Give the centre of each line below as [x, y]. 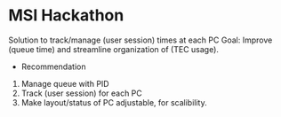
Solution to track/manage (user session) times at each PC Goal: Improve [140, 40]
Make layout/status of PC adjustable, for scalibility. [114, 102]
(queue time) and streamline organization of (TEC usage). [114, 49]
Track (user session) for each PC [82, 93]
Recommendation [53, 66]
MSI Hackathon [66, 16]
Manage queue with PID [65, 83]
